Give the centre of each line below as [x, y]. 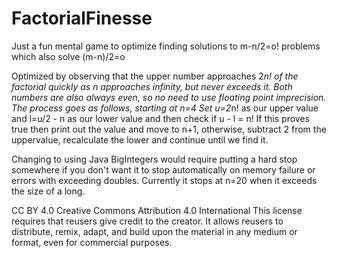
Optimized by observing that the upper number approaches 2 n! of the [155, 76]
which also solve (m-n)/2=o [68, 56]
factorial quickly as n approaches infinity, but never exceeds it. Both [152, 86]
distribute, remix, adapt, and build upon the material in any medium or [154, 231]
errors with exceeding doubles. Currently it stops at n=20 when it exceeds [164, 180]
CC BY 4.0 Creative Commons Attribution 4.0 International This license [157, 210]
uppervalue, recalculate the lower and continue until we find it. [140, 139]
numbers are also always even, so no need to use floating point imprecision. [169, 97]
